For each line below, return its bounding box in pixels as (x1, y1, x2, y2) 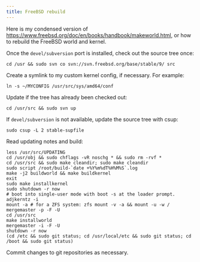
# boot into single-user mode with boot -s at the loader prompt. (6, 191, 175, 197)
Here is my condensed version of (6, 25, 89, 32)
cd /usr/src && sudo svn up (6, 105, 77, 111)
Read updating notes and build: (6, 138, 84, 145)
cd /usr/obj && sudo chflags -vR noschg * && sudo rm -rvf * (6, 154, 162, 160)
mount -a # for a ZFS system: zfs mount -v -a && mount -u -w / (6, 202, 170, 208)
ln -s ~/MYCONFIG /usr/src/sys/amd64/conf (6, 83, 114, 89)
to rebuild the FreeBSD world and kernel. (6, 38, 107, 45)
